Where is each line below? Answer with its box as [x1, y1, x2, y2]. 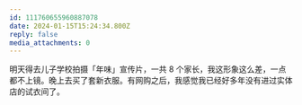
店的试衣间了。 [9, 86, 65, 97]
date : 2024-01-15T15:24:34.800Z [9, 22, 130, 31]
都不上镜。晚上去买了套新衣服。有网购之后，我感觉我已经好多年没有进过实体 [9, 75, 293, 86]
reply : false [9, 30, 58, 39]
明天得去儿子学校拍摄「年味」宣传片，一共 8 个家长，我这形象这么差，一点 [9, 64, 287, 74]
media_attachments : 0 [9, 38, 91, 48]
